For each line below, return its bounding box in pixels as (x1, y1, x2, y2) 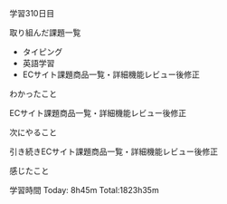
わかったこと (9, 89, 57, 99)
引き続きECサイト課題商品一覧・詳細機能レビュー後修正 (9, 146, 219, 157)
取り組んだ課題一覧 (9, 27, 81, 38)
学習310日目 (9, 8, 55, 18)
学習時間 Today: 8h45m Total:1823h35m (9, 185, 160, 195)
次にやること (9, 127, 57, 138)
